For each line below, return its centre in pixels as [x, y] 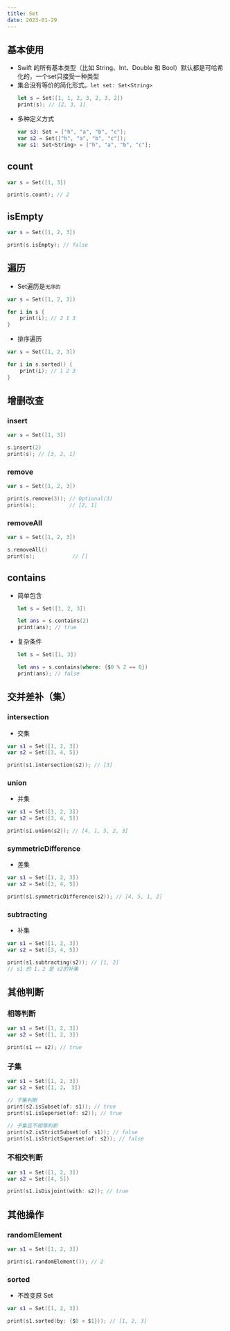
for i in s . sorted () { [40, 364]
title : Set [23, 14]
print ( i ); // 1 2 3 [48, 371]
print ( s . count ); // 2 [38, 195]
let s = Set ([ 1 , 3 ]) [47, 655]
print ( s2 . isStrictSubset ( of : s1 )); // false [72, 1132]
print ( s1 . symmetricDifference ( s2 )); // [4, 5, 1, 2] [85, 897]
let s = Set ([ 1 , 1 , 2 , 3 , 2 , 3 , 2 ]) [70, 98]
